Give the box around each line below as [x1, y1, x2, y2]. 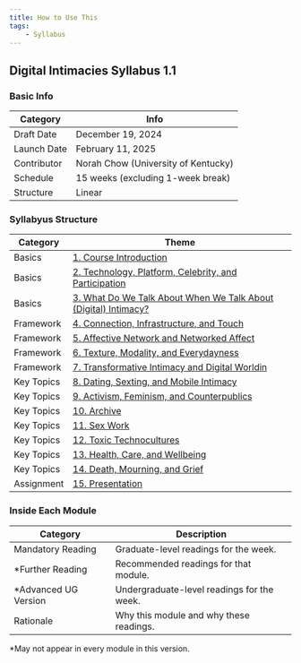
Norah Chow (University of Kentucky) [75, 158, 235, 170]
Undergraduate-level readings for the [115, 583, 274, 596]
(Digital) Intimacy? [73, 303, 150, 315]
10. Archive [73, 405, 122, 418]
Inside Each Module [9, 504, 97, 517]
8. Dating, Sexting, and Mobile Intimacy [73, 375, 237, 388]
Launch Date [13, 142, 67, 155]
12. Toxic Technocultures [73, 434, 180, 446]
